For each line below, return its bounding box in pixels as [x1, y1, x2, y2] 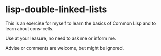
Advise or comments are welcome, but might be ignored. [5, 45, 124, 51]
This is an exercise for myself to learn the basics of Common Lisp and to [5, 20, 156, 26]
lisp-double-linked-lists [5, 4, 107, 15]
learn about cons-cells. [5, 25, 54, 31]
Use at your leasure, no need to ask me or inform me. [5, 35, 116, 41]
